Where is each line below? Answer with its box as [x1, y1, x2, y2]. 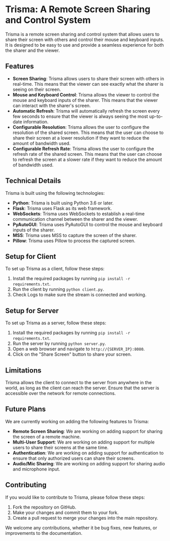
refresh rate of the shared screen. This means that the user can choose [12, 151, 162, 157]
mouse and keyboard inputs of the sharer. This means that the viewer [12, 97, 158, 103]
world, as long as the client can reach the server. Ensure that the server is [5, 385, 159, 391]
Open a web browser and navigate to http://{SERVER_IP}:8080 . [12, 346, 145, 352]
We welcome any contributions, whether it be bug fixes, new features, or [5, 524, 157, 531]
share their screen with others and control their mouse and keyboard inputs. [5, 37, 164, 43]
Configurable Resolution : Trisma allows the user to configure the [12, 124, 150, 130]
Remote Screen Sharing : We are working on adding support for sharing [12, 428, 163, 434]
